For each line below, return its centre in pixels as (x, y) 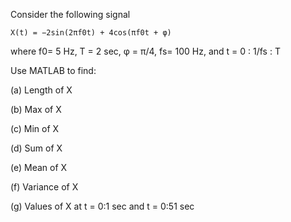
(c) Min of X (35, 128)
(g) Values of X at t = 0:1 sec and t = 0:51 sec (102, 206)
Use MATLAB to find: (53, 70)
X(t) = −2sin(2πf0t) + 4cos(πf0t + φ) (91, 33)
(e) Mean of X (39, 167)
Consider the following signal (70, 14)
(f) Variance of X (44, 187)
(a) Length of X (41, 90)
